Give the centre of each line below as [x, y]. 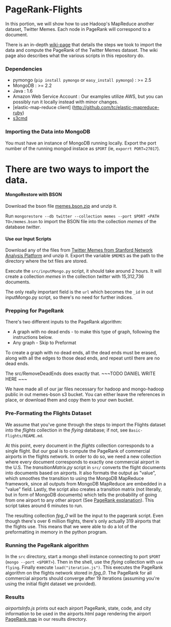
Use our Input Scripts [28, 239]
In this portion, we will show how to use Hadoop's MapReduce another [80, 24]
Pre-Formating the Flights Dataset [48, 414]
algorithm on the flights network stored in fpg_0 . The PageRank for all [79, 573]
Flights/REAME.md [24, 436]
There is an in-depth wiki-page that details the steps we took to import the [84, 44]
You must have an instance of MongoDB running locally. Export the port [81, 143]
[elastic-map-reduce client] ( [43, 108]
